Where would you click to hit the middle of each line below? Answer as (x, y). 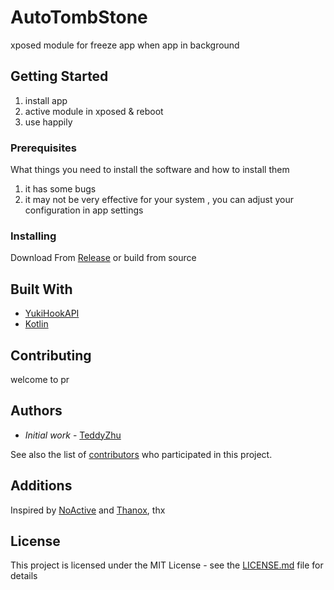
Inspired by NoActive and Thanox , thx (88, 510)
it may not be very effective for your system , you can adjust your (159, 200)
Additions (41, 486)
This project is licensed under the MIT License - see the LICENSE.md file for (167, 565)
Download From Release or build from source (103, 258)
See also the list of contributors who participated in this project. (141, 454)
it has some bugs (60, 189)
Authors (36, 411)
